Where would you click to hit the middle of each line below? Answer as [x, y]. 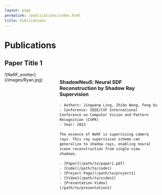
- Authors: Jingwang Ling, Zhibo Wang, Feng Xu [108, 105]
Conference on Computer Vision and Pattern [104, 115]
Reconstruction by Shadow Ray [97, 89]
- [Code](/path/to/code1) [86, 168]
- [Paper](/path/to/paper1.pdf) [92, 163]
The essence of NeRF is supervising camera [104, 134]
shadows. [68, 154]
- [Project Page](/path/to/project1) [97, 173]
